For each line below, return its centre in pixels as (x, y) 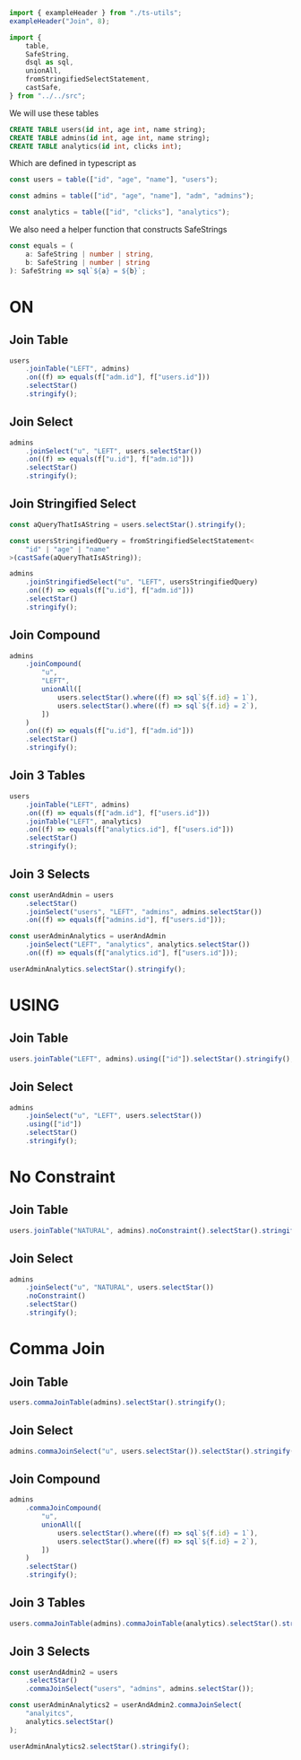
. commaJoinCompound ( (64, 1509)
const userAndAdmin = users (62, 895)
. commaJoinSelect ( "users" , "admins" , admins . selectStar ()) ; (140, 1689)
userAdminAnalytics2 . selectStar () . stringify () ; (100, 1747)
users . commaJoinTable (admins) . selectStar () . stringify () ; (118, 1402)
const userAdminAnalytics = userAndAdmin (88, 937)
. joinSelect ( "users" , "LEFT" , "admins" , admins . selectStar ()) (144, 911)
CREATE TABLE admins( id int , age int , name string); (110, 138)
